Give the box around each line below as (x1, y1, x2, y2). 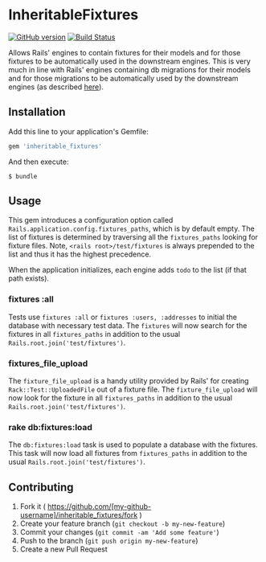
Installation (8, 105, 66, 119)
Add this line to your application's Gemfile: (8, 126, 149, 136)
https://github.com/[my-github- (47, 502, 151, 511)
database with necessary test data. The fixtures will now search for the (8, 320, 248, 330)
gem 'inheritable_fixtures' (8, 142, 103, 150)
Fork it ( (19, 502, 47, 511)
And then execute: (8, 157, 69, 166)
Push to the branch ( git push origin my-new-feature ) (19, 536, 198, 546)
